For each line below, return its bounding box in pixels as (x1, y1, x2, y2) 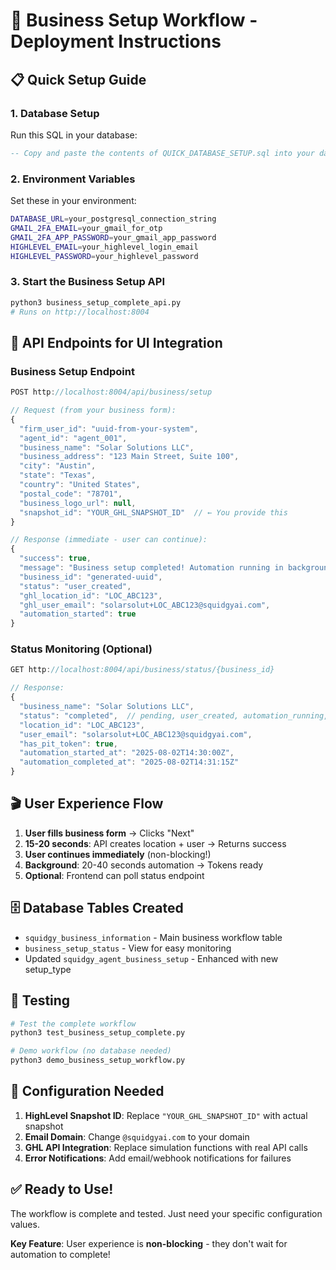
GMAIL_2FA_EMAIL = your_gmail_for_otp (10, 223, 163, 233)
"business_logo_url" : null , (19, 498, 137, 508)
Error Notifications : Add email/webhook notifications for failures (24, 1152, 292, 1164)
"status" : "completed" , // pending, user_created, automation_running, (19, 710, 329, 721)
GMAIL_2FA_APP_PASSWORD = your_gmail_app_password (10, 232, 217, 243)
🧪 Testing (10, 992, 71, 1009)
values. (10, 1218, 40, 1230)
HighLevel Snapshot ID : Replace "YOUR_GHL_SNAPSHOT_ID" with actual (24, 1109, 308, 1121)
